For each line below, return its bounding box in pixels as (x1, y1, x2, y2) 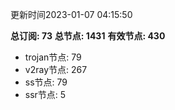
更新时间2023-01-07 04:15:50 (10, 9, 133, 20)
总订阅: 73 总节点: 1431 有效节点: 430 (10, 30, 166, 42)
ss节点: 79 (24, 76, 68, 88)
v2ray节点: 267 (24, 64, 88, 75)
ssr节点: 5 (24, 89, 67, 100)
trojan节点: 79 (24, 51, 82, 63)
